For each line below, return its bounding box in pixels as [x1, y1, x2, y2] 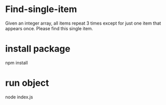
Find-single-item [5, 4, 77, 15]
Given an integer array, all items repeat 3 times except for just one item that [5, 20, 161, 26]
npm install [5, 59, 28, 66]
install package [5, 43, 70, 55]
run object [5, 77, 49, 89]
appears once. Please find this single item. [5, 25, 93, 31]
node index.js [5, 94, 33, 100]
